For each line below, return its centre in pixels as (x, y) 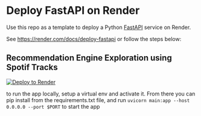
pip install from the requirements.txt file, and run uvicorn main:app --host (98, 100)
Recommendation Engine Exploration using (89, 58)
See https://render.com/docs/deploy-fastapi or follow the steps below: (94, 39)
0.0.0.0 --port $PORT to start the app (53, 106)
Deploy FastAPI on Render (73, 11)
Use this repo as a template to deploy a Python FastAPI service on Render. (99, 27)
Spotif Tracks (32, 67)
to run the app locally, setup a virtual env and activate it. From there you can (101, 94)
